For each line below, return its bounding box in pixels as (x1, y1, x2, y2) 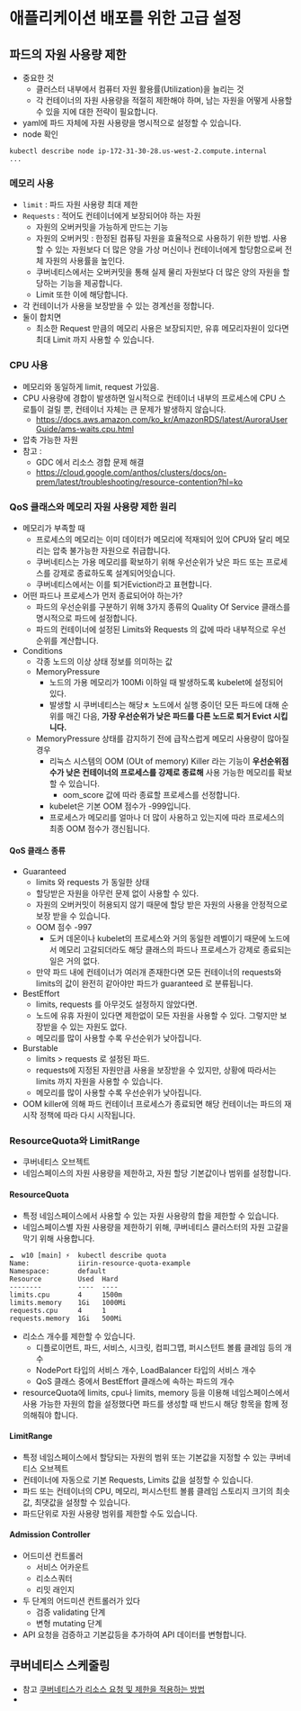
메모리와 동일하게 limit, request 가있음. (22, 381, 160, 392)
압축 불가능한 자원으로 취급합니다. (52, 545, 171, 556)
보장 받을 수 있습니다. (35, 910, 111, 921)
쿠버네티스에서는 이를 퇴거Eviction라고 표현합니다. (35, 578, 213, 590)
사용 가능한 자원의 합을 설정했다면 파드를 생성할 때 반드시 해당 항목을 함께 (22, 1398, 279, 1409)
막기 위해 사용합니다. (22, 1233, 95, 1244)
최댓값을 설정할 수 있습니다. (34, 1497, 131, 1507)
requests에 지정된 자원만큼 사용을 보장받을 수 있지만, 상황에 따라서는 (35, 1064, 277, 1076)
